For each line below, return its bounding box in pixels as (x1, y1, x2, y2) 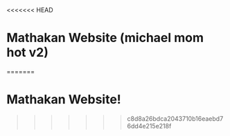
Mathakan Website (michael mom (6, 30, 204, 46)
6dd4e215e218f (127, 122, 172, 130)
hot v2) (6, 45, 49, 61)
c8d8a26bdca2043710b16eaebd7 (127, 114, 224, 123)
